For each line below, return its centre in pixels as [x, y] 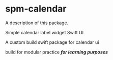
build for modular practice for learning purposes [57, 52]
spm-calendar [36, 9]
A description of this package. [37, 23]
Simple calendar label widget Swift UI [45, 32]
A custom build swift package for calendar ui [52, 42]
